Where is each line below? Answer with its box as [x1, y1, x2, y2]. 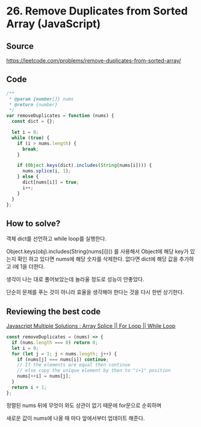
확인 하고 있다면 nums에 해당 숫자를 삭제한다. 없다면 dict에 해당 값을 [17, 255, 178, 263]
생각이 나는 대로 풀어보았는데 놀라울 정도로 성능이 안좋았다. [6, 276, 144, 283]
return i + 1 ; [11, 384, 47, 390]
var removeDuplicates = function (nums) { [6, 113, 114, 119]
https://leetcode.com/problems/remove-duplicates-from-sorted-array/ [6, 57, 182, 64]
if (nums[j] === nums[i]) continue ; [17, 357, 110, 363]
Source [6, 41, 34, 51]
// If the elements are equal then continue [17, 362, 131, 368]
